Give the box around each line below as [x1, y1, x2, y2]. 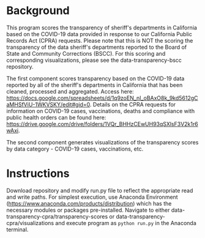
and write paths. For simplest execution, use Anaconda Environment [6, 193, 179, 201]
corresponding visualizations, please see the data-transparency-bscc [6, 56, 182, 64]
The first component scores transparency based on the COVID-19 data [6, 75, 185, 82]
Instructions [6, 166, 70, 180]
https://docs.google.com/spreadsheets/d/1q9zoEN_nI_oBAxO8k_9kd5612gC [6, 94, 198, 102]
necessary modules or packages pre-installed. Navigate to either [6, 206, 170, 214]
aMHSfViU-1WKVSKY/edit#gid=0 [6, 100, 91, 108]
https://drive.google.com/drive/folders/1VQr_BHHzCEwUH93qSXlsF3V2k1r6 [6, 120, 198, 127]
